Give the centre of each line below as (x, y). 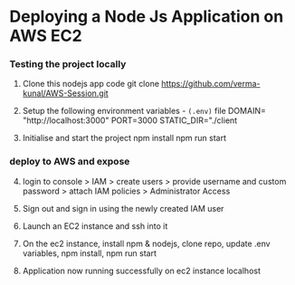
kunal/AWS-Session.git (65, 93)
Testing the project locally (68, 64)
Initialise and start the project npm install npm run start (124, 138)
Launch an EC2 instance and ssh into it (95, 226)
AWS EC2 (46, 36)
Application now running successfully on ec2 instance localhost (141, 271)
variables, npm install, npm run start (89, 253)
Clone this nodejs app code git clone (91, 84)
